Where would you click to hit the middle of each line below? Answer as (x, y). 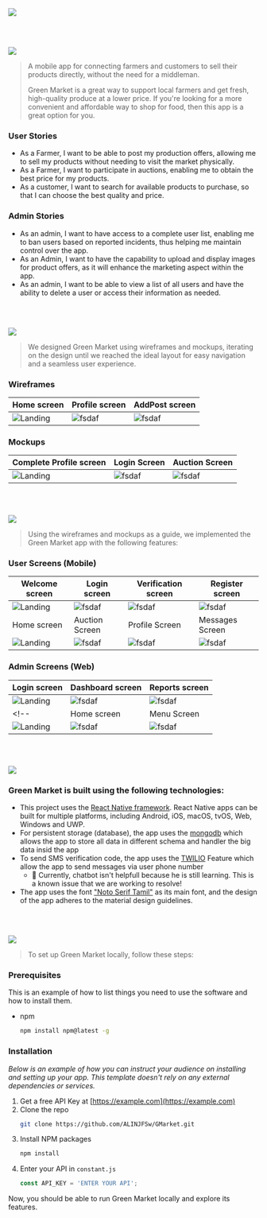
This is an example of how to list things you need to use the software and (128, 992)
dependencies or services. (52, 1085)
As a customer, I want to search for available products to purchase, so (134, 187)
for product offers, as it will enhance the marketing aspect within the (132, 267)
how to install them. (41, 1001)
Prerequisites (35, 975)
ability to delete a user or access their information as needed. (120, 293)
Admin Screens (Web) (52, 667)
